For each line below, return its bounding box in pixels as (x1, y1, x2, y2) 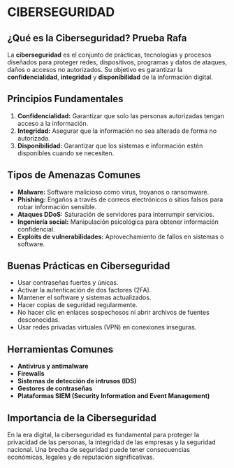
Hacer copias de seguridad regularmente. (17, 301, 138, 309)
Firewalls (17, 369, 45, 378)
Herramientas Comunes (7, 343, 114, 355)
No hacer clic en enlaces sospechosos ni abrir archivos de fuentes (17, 309, 210, 317)
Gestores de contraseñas (17, 384, 93, 392)
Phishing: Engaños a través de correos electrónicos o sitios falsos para (17, 195, 224, 204)
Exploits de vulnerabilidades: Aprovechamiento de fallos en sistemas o (17, 232, 224, 241)
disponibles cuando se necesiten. (17, 148, 115, 157)
